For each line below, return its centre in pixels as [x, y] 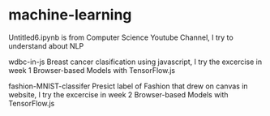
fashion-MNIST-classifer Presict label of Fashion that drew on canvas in [129, 86]
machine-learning [70, 15]
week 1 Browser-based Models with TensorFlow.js [92, 70]
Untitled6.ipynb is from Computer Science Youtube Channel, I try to [121, 37]
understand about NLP [46, 45]
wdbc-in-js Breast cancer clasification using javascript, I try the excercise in [135, 62]
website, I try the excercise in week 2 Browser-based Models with [118, 94]
